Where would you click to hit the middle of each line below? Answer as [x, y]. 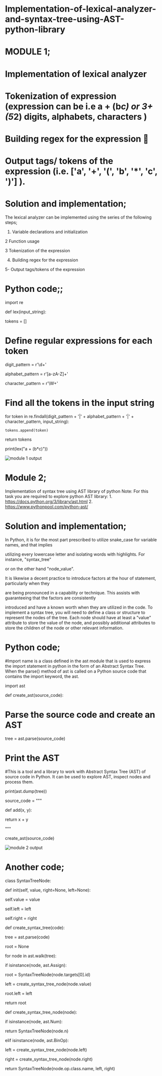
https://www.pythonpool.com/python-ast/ [47, 506]
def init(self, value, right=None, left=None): [48, 890]
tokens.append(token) [27, 430]
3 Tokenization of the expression [37, 251]
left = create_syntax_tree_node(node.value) [48, 984]
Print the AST [32, 758]
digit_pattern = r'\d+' [26, 364]
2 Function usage [22, 241]
